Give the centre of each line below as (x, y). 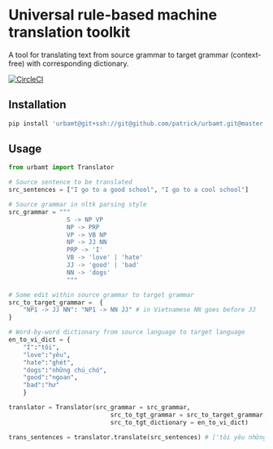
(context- (246, 54)
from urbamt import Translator (61, 168)
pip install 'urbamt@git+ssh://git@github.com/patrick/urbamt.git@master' (138, 124)
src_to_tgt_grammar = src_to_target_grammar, (188, 415)
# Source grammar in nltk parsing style (78, 205)
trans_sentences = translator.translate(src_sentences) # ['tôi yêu (127, 437)
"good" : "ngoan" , (51, 377)
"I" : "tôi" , (41, 347)
